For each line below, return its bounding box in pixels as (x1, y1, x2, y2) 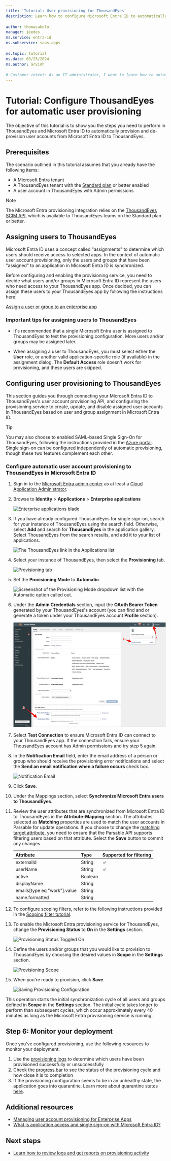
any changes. (13, 841, 42, 847)
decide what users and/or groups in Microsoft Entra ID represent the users (6, 277, 161, 284)
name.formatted (15, 894, 49, 901)
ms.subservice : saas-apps (6, 41, 60, 46)
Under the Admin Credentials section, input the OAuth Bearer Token (13, 602, 158, 608)
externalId (15, 859, 37, 866)
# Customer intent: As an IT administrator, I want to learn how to (6, 73, 154, 78)
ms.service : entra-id (6, 35, 52, 40)
